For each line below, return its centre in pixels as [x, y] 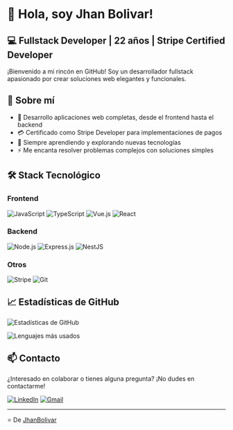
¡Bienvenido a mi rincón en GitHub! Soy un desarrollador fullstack [101, 71]
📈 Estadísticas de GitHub [63, 302]
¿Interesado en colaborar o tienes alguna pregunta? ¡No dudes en [101, 378]
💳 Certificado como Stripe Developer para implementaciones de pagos [120, 132]
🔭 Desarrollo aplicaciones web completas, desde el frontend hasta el [115, 117]
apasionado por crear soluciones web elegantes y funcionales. [97, 79]
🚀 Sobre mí [31, 101]
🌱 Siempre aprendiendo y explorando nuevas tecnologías [99, 142]
